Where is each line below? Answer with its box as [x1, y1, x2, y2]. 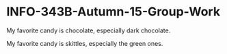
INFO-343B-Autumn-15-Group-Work [6, 4, 220, 20]
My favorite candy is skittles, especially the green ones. [6, 39, 163, 47]
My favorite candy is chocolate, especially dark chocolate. [6, 26, 171, 34]
